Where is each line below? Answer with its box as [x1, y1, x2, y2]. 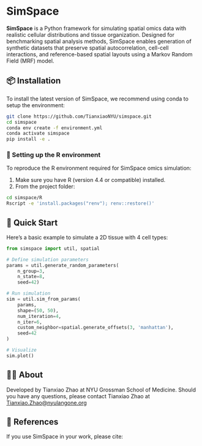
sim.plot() [6, 352, 34, 359]
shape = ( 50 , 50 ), [17, 308, 59, 314]
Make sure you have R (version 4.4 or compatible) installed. [15, 176, 166, 184]
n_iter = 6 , [17, 319, 43, 325]
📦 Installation [6, 75, 61, 86]
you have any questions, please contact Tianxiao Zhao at [6, 392, 150, 399]
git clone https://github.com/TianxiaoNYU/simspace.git [6, 113, 152, 119]
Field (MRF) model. [6, 57, 54, 64]
